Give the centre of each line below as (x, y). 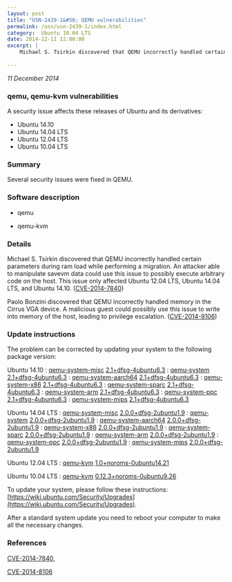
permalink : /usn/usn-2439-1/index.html (65, 26)
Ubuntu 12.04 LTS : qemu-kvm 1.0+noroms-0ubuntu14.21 (88, 463)
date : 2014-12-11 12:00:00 (46, 39)
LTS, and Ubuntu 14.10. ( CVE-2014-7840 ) (66, 288)
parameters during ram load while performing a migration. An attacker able (114, 266)
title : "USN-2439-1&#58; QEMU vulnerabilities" (77, 20)
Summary (24, 165)
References (27, 543)
